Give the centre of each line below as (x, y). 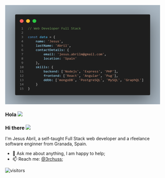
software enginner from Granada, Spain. (46, 144)
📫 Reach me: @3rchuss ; (38, 159)
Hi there (15, 127)
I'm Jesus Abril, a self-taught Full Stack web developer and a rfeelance (78, 139)
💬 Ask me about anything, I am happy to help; (59, 154)
